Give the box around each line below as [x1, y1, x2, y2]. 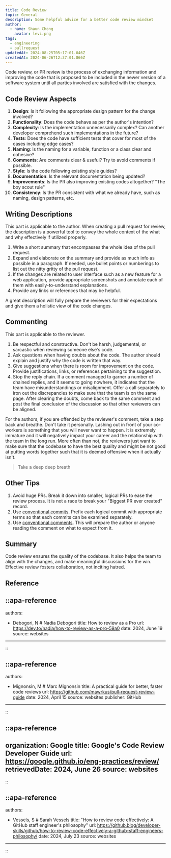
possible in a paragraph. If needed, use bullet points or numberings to [12, 260, 159, 266]
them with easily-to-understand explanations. [12, 282, 108, 288]
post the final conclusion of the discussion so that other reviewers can [12, 400, 160, 407]
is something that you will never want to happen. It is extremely [23, 427, 156, 433]
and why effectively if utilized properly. [5, 234, 87, 240]
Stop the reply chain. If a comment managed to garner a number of [12, 373, 154, 379]
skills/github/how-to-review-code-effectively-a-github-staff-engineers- [12, 828, 164, 834]
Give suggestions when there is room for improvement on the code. [12, 363, 155, 369]
